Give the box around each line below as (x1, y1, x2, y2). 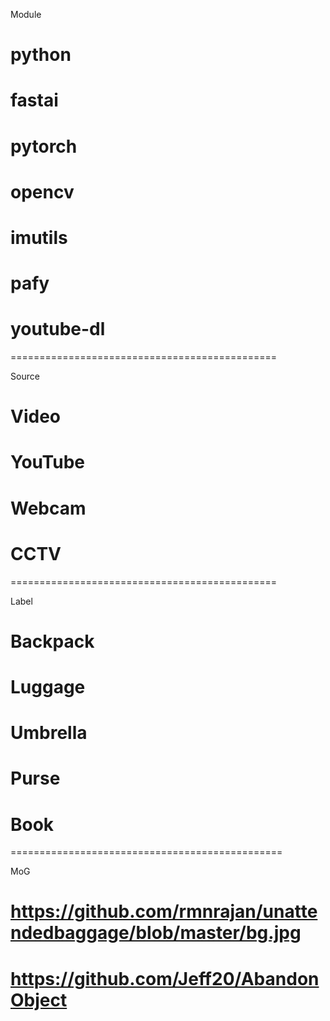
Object (10, 989, 68, 1011)
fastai (10, 89, 59, 112)
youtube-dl (10, 318, 106, 341)
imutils (10, 226, 68, 249)
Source (10, 370, 40, 383)
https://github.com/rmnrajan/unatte (10, 900, 318, 923)
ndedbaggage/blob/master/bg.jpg (10, 922, 302, 944)
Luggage (10, 675, 86, 698)
